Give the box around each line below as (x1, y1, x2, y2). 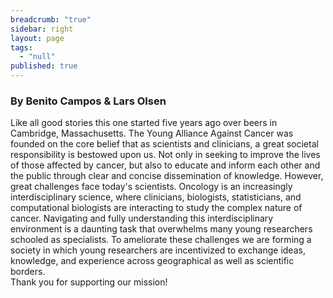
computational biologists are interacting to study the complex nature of (10, 202, 303, 214)
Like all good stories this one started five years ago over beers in (10, 117, 278, 129)
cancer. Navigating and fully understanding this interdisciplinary (10, 212, 274, 225)
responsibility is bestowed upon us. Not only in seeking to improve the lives (10, 149, 321, 161)
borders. (10, 266, 46, 278)
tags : (10, 42, 33, 53)
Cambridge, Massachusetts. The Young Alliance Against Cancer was (10, 127, 294, 140)
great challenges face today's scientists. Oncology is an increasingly (10, 181, 293, 193)
